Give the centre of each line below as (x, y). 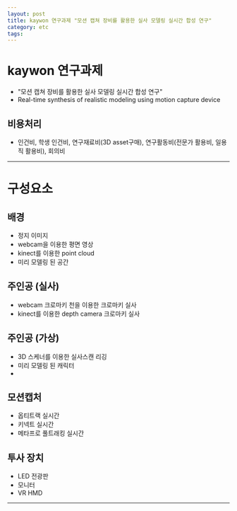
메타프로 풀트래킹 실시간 (51, 433)
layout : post (26, 14)
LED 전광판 (33, 476)
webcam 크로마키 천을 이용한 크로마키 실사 (77, 304)
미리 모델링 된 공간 (43, 262)
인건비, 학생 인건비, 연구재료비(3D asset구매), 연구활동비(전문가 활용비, (115, 142)
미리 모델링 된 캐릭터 (46, 365)
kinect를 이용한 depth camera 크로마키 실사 (79, 314)
